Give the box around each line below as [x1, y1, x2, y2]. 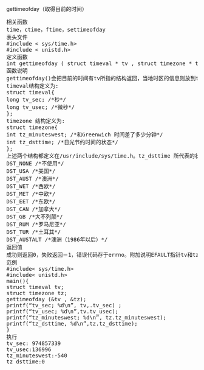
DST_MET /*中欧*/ [6, 190, 56, 197]
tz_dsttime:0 [6, 358, 46, 365]
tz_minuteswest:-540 [6, 352, 68, 359]
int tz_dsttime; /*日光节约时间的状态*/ [6, 139, 118, 145]
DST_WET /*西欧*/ [6, 183, 56, 190]
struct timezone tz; [6, 290, 68, 296]
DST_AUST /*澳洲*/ [6, 175, 59, 182]
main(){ [6, 277, 29, 284]
